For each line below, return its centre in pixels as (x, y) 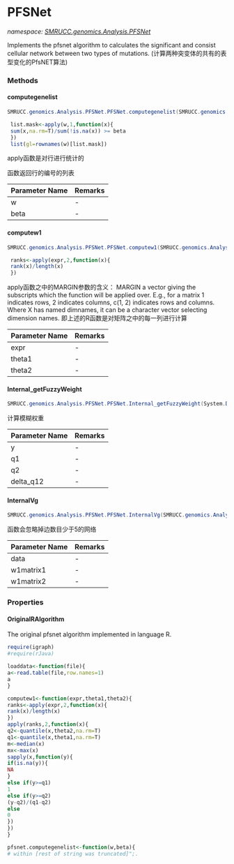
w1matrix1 (29, 570)
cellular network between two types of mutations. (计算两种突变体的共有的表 (117, 53)
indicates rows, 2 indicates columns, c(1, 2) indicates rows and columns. (111, 303)
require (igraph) (31, 647)
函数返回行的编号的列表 (41, 173)
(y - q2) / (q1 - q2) (29, 802)
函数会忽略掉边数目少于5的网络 (52, 529)
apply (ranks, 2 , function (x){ (48, 724)
